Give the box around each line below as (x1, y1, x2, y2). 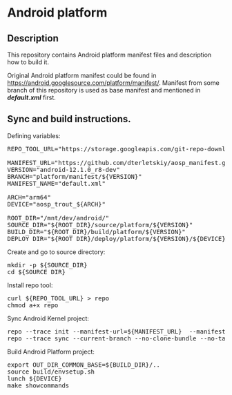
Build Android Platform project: (7, 347, 95, 356)
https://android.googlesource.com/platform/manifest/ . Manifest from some (7, 79, 220, 87)
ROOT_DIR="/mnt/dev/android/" (7, 214, 110, 222)
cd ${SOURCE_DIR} (7, 268, 66, 276)
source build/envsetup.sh (7, 367, 95, 376)
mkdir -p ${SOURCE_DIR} (7, 261, 88, 269)
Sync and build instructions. (7, 113, 131, 125)
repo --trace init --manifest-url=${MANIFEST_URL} (7, 327, 182, 336)
